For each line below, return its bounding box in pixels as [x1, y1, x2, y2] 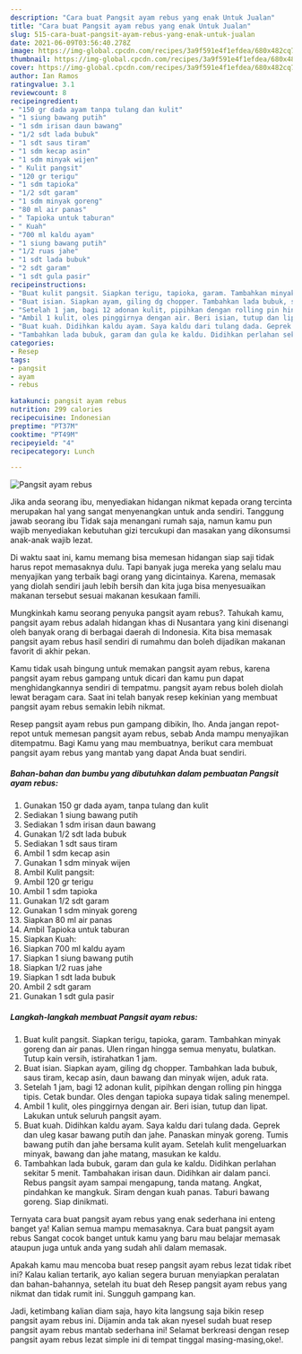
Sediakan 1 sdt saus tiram [22, 839, 118, 849]
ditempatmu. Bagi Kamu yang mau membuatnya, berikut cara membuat [10, 738, 273, 749]
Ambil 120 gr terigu [22, 876, 94, 887]
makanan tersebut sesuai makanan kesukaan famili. [10, 590, 201, 602]
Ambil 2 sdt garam [22, 981, 92, 992]
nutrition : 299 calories [10, 405, 103, 414]
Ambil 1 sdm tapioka [22, 886, 98, 897]
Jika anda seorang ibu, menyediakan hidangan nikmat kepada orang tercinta [10, 497, 292, 507]
